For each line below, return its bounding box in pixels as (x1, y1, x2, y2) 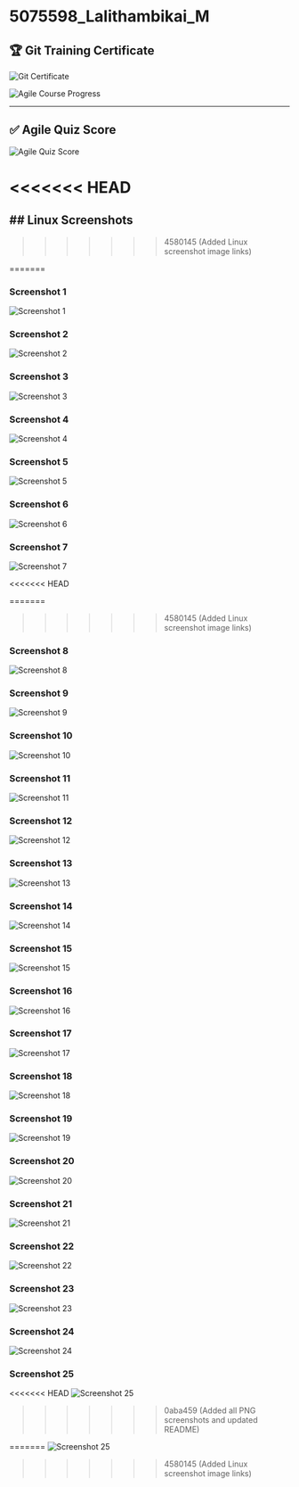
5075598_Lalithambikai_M (9, 6, 210, 27)
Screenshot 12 (9, 814, 73, 827)
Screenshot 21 (9, 1197, 73, 1210)
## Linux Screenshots (9, 212, 133, 228)
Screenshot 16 (9, 985, 73, 997)
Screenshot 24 (9, 1325, 75, 1337)
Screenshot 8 (9, 644, 69, 657)
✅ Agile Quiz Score (9, 122, 117, 137)
